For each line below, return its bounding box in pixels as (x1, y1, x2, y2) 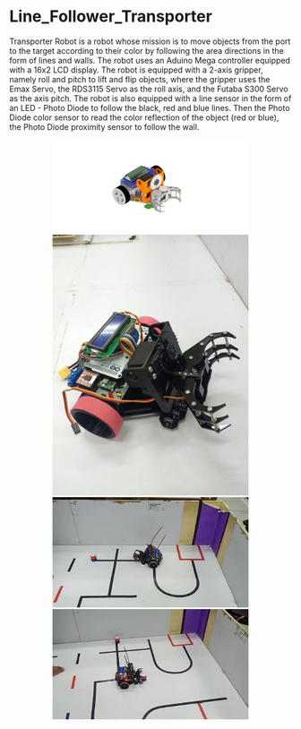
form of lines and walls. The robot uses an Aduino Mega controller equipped (9, 55, 291, 65)
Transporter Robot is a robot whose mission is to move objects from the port (9, 36, 291, 47)
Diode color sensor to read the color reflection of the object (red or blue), (9, 112, 279, 123)
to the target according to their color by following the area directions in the (9, 45, 284, 56)
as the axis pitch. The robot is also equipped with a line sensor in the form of (9, 92, 292, 104)
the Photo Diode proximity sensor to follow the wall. (9, 121, 200, 132)
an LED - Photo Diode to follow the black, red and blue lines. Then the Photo (9, 102, 290, 113)
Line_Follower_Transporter (9, 6, 213, 27)
